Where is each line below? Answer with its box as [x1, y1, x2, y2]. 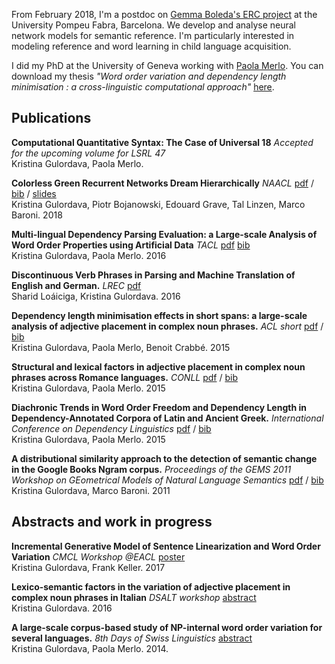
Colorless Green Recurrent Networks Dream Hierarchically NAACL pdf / [11, 177, 314, 189]
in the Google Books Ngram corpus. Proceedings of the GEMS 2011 [11, 463, 292, 475]
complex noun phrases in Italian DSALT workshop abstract [11, 591, 257, 603]
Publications [11, 110, 92, 127]
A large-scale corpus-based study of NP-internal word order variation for [11, 621, 323, 633]
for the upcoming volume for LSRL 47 [11, 147, 166, 159]
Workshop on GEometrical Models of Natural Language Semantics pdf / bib [11, 474, 324, 486]
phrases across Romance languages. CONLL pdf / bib [11, 371, 238, 383]
